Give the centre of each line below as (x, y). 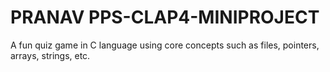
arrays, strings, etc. (50, 55)
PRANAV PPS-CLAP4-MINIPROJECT (165, 17)
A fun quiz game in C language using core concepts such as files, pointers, (165, 45)
